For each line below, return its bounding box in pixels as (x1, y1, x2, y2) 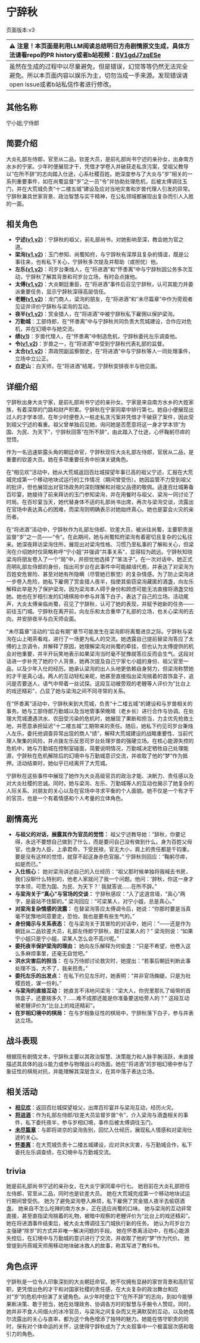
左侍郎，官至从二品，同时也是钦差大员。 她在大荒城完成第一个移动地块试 (6, 1190, 185, 1197)
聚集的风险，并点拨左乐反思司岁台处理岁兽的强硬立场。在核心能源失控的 (16, 737, 194, 744)
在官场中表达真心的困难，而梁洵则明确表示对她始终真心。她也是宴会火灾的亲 (6, 506, 194, 513)
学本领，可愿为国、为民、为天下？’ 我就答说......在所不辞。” (14, 883, 157, 890)
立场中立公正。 (14, 355, 52, 362)
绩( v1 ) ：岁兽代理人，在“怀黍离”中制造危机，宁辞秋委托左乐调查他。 (14, 333, 180, 340)
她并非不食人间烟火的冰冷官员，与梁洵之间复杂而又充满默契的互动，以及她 (6, 1308, 189, 1315)
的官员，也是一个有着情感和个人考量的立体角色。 (6, 794, 126, 802)
